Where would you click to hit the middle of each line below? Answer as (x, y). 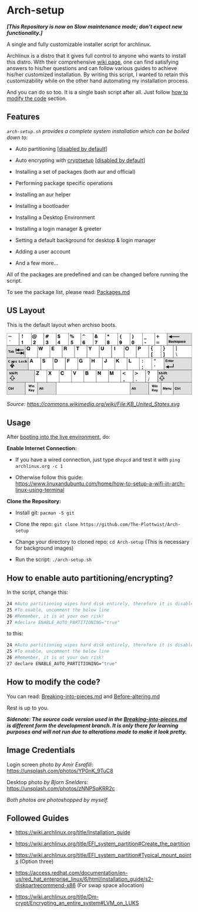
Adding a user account (43, 252)
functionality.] (25, 32)
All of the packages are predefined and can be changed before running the (98, 274)
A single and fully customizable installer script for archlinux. (79, 44)
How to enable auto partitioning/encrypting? (90, 578)
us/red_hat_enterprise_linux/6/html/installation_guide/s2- (84, 879)
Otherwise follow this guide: (49, 477)
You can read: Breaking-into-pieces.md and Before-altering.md (83, 696)
